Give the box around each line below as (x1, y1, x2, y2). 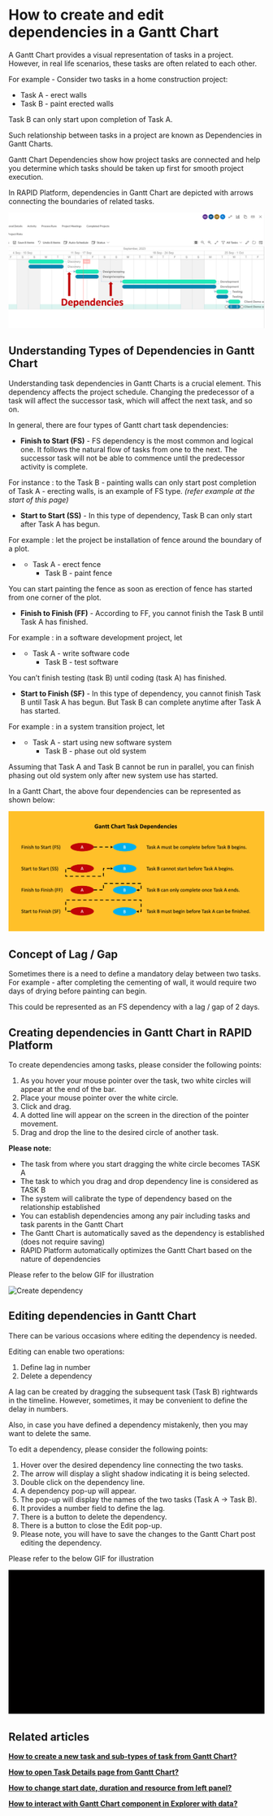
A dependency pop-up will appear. (19, 1486, 136, 1495)
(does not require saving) (19, 1237, 106, 1246)
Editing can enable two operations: (8, 1347, 125, 1356)
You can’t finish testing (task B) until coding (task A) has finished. (8, 673, 227, 683)
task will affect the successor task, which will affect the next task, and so (8, 395, 253, 405)
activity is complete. (19, 461, 88, 471)
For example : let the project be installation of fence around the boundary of (8, 535, 262, 544)
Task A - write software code (32, 648, 130, 658)
